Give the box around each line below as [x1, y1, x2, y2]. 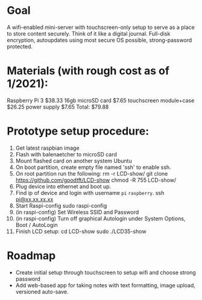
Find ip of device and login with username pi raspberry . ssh [15, 189, 165, 196]
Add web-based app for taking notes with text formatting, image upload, [15, 281, 195, 289]
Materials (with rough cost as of [7, 64, 169, 78]
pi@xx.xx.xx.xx [15, 196, 54, 203]
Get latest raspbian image [15, 144, 80, 152]
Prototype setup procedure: [7, 124, 150, 138]
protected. [7, 43, 33, 50]
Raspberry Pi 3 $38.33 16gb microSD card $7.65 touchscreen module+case [7, 97, 195, 104]
